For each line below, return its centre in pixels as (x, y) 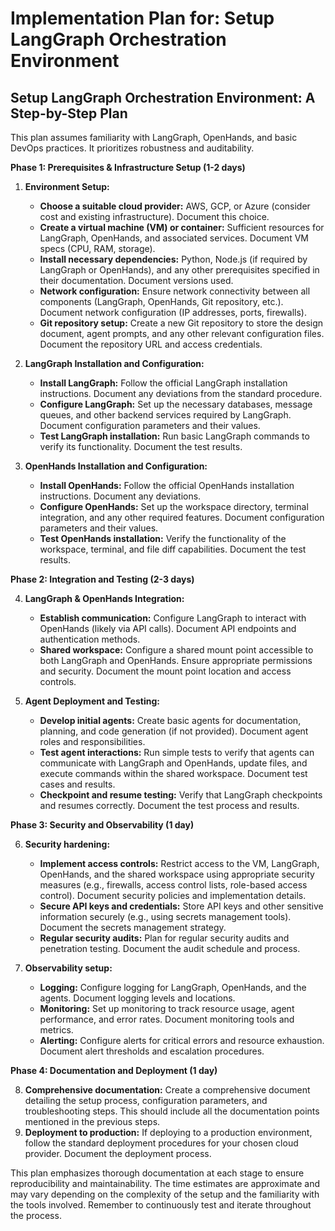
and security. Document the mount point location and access (165, 671)
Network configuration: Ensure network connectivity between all (175, 291)
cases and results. (77, 784)
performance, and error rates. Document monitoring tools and (167, 1019)
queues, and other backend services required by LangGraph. (165, 415)
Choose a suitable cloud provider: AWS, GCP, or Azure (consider (175, 206)
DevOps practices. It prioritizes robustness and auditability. (132, 148)
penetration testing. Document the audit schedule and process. (170, 948)
